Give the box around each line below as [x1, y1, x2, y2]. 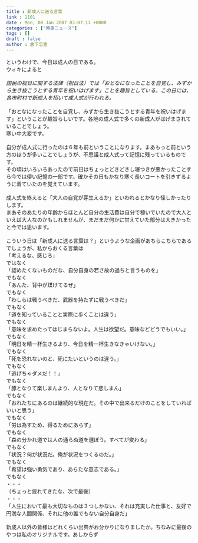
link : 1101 [6, 14, 35, 20]
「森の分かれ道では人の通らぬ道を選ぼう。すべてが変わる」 [6, 436, 150, 443]
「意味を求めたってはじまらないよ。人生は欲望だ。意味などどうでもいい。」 [6, 325, 189, 333]
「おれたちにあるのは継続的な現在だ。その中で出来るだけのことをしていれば [6, 399, 192, 406]
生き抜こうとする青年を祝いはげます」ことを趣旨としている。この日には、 [11, 87, 192, 94]
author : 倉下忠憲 [6, 42, 48, 48]
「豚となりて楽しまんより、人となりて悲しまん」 [6, 384, 125, 391]
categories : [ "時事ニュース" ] [6, 25, 78, 31]
